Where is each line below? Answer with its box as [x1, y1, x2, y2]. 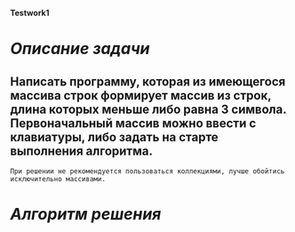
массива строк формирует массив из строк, [10, 88, 272, 103]
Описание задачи [10, 39, 150, 59]
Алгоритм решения [10, 204, 162, 225]
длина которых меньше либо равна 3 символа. [10, 101, 287, 116]
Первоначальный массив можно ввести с [10, 116, 257, 131]
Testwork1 [10, 8, 50, 18]
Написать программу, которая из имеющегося [10, 74, 286, 89]
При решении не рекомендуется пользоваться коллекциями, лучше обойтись [10, 167, 285, 176]
